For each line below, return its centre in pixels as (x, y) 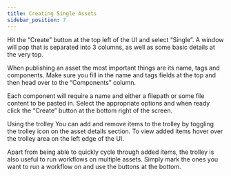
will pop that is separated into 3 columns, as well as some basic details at (111, 47)
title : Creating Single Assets (52, 13)
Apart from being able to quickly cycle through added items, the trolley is (111, 152)
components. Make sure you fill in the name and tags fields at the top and (111, 75)
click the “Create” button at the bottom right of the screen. (90, 110)
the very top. (25, 54)
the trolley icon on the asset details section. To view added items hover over (115, 131)
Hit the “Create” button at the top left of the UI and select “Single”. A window (115, 39)
